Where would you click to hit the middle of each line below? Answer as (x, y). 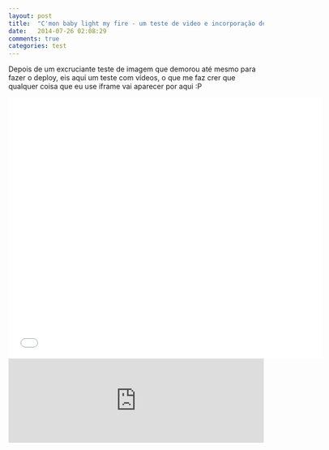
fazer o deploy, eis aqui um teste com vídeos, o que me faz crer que (122, 78)
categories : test (38, 46)
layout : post (30, 16)
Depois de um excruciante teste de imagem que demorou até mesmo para (132, 69)
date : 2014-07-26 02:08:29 (58, 31)
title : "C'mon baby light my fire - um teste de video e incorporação (132, 24)
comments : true (34, 39)
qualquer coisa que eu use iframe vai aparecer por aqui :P (105, 87)
